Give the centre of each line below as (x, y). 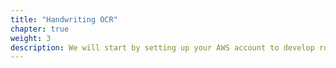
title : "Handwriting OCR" (64, 19)
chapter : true (40, 29)
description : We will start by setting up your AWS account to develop (162, 47)
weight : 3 (31, 38)
